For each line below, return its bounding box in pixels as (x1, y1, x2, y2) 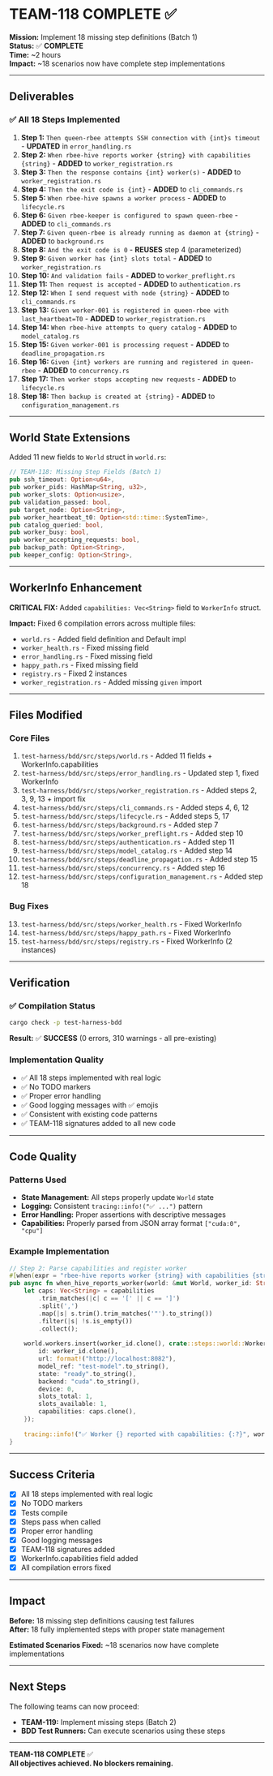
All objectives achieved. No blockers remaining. (9, 1758, 173, 1768)
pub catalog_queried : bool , (9, 521, 105, 529)
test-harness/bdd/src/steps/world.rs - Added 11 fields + (20, 751, 213, 761)
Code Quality (9, 1150, 77, 1163)
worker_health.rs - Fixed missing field (20, 643, 149, 652)
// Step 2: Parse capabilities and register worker (9, 1264, 187, 1272)
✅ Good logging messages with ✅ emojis (20, 1100, 159, 1110)
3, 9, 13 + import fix (20, 794, 86, 804)
